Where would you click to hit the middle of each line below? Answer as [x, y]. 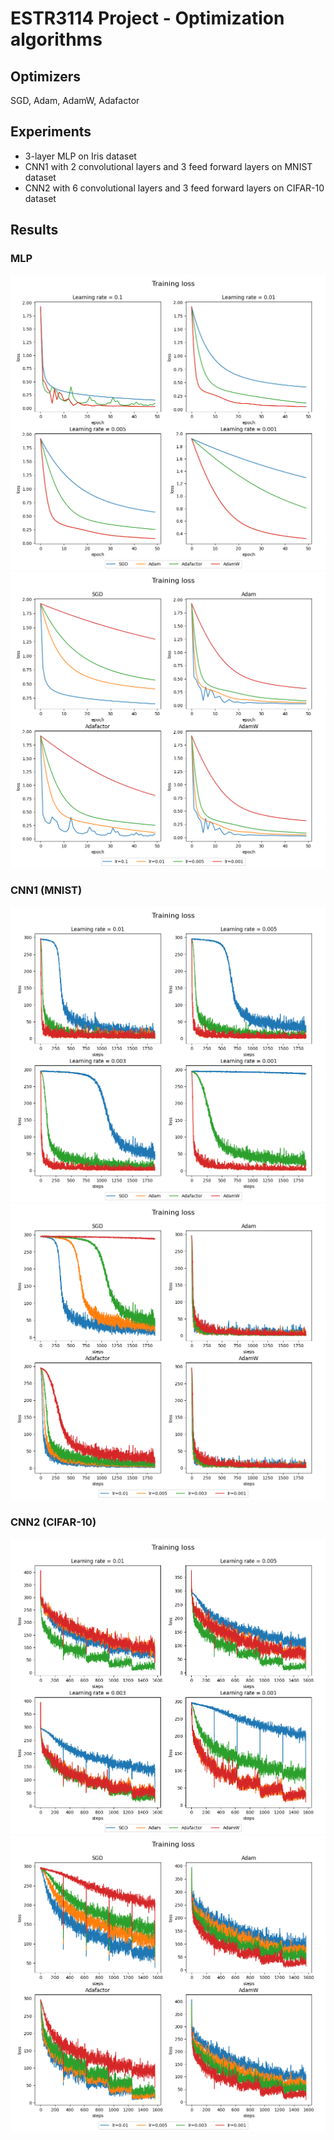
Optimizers [46, 76]
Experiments [51, 132]
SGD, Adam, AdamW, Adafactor [75, 100]
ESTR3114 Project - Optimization [147, 18]
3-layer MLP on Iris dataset [80, 156]
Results [34, 230]
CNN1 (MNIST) [46, 890]
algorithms [56, 39]
